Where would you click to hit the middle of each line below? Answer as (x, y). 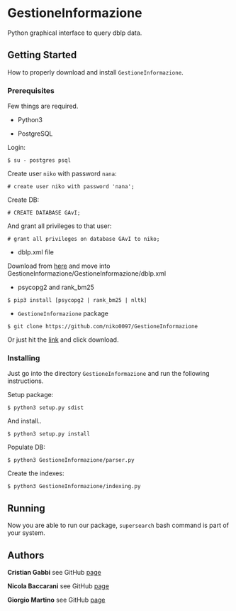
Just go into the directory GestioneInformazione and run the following (109, 374)
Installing (24, 358)
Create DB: (23, 200)
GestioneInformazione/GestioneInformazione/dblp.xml (87, 274)
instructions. (26, 381)
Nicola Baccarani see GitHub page (58, 586)
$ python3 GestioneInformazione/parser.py (71, 460)
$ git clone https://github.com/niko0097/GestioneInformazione (103, 327)
